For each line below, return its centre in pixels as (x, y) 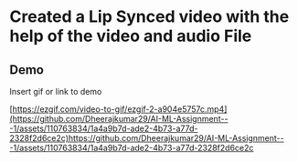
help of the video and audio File (131, 36)
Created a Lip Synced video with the (149, 17)
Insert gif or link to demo (56, 91)
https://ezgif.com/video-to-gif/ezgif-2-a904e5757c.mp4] (120, 109)
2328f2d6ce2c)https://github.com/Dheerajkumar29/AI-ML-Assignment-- (147, 138)
